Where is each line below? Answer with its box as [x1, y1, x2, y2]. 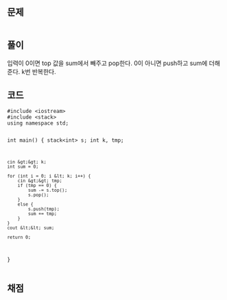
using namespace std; [7, 120, 69, 127]
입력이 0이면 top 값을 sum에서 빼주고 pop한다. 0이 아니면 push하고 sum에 [7, 59, 208, 67]
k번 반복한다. [21, 67, 56, 75]
